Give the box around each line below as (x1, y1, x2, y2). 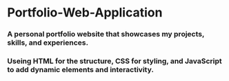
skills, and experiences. (7, 38, 88, 47)
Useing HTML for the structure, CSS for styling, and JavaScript (7, 56, 222, 66)
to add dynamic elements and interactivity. (7, 65, 154, 75)
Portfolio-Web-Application (7, 5, 163, 21)
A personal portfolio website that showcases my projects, (7, 30, 205, 39)
